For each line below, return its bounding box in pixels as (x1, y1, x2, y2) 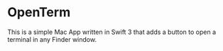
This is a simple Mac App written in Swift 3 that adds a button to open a (7, 28, 217, 36)
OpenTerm (7, 4, 71, 21)
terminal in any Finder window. (7, 35, 97, 43)
